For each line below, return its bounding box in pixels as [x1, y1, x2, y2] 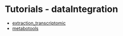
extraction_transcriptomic [12, 20, 66, 26]
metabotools [12, 25, 39, 31]
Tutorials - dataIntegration [5, 3, 118, 15]
